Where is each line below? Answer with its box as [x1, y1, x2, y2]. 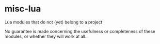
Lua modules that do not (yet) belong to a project [4, 19, 103, 25]
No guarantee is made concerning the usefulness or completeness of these [4, 28, 156, 34]
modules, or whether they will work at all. [4, 33, 87, 39]
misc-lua [4, 3, 41, 14]
